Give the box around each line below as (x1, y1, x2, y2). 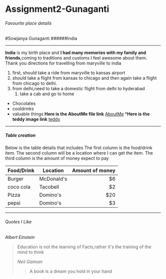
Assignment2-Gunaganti (5, 3, 110, 15)
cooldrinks (12, 106, 34, 112)
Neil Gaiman (17, 259, 43, 265)
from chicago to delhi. (12, 80, 57, 86)
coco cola (7, 183, 31, 190)
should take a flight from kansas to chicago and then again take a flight (12, 75, 157, 81)
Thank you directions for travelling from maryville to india (5, 60, 122, 66)
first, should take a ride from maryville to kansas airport (12, 70, 125, 76)
